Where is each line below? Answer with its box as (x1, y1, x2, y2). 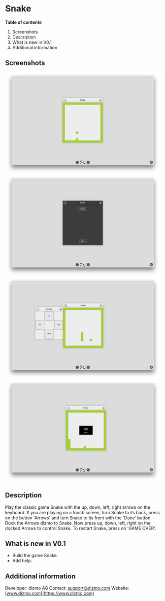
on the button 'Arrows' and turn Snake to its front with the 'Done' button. (5, 515, 152, 521)
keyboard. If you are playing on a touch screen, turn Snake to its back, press (5, 509, 160, 515)
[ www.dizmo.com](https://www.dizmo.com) (5, 590, 95, 597)
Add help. (12, 558, 32, 564)
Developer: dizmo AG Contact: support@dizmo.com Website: (5, 585, 130, 591)
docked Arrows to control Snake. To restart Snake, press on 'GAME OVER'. (5, 525, 156, 531)
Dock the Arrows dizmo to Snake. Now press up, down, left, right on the (5, 520, 151, 526)
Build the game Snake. (12, 553, 58, 559)
